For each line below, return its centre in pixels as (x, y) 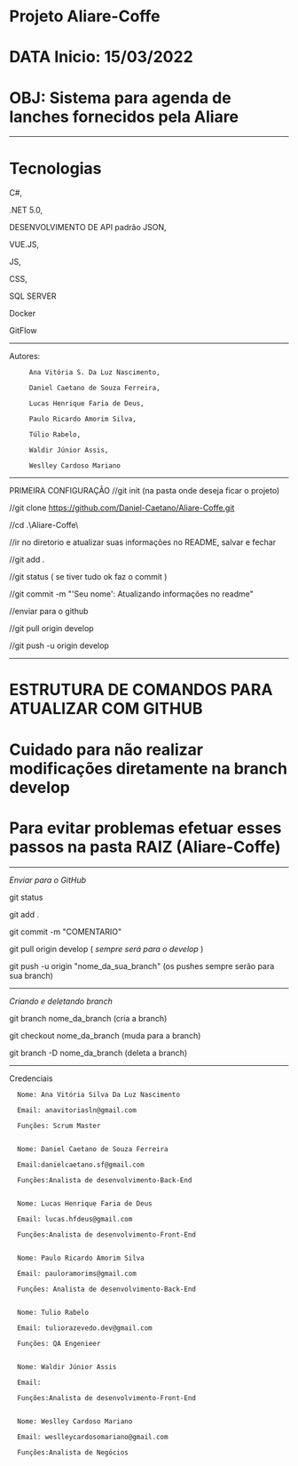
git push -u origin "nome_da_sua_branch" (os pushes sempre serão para (142, 965)
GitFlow (23, 331)
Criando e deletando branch (61, 1001)
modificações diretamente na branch (149, 769)
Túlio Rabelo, (55, 435)
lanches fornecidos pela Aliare (124, 116)
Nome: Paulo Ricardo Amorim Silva (81, 1258)
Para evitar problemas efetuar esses (145, 828)
